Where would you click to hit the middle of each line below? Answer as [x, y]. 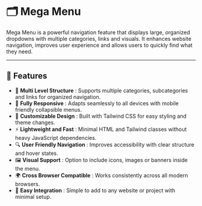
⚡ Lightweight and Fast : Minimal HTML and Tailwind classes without [101, 129]
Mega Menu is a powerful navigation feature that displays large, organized [98, 32]
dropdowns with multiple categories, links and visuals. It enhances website [99, 38]
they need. [20, 51]
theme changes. [35, 122]
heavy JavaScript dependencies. [56, 138]
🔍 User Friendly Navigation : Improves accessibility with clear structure [105, 144]
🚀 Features [27, 76]
